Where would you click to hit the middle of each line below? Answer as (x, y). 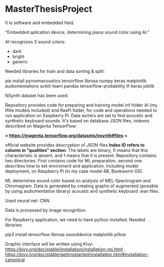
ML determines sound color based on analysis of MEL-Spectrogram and (78, 180)
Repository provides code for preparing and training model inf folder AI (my (81, 105)
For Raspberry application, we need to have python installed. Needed (75, 219)
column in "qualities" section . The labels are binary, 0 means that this (77, 150)
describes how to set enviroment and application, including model (72, 166)
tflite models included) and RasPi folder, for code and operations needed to (81, 110)
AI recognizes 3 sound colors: (35, 42)
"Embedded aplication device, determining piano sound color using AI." (77, 32)
